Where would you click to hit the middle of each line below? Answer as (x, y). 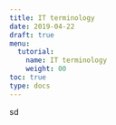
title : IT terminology (52, 18)
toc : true (28, 78)
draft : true (32, 35)
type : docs (30, 86)
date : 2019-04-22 (42, 26)
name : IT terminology (66, 60)
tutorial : (36, 52)
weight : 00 (46, 69)
